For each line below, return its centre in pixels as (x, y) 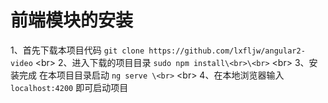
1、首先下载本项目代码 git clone (77, 50)
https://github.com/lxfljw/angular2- (227, 51)
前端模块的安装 (72, 20)
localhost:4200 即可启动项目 (69, 87)
